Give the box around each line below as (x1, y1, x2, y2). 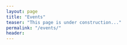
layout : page (6, 8, 38, 15)
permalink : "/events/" (6, 25, 61, 31)
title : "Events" (6, 14, 46, 20)
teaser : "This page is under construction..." (6, 19, 122, 25)
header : (6, 30, 25, 36)
